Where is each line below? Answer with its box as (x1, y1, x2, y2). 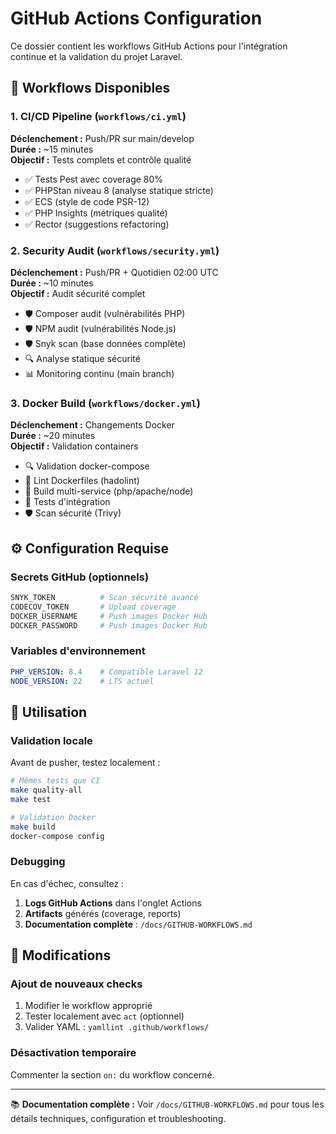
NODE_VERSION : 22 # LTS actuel (10, 676, 155, 686)
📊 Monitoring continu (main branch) (24, 367, 175, 379)
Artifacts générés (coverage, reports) (24, 907, 182, 919)
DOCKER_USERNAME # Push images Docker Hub (10, 611, 208, 621)
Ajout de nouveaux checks (10, 977, 143, 991)
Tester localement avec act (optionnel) (24, 1010, 185, 1022)
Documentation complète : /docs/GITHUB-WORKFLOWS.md (24, 918, 253, 930)
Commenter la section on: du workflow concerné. (10, 1068, 215, 1081)
